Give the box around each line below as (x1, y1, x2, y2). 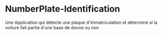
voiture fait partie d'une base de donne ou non (5, 24, 99, 30)
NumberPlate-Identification (5, 3, 120, 15)
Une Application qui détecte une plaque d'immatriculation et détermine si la (5, 19, 158, 25)
